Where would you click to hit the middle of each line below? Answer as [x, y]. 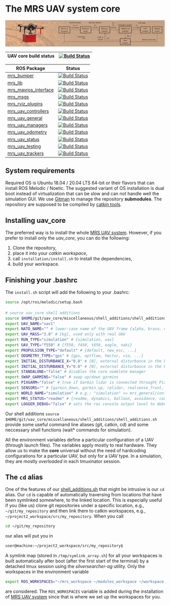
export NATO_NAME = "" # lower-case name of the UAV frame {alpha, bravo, [83, 329]
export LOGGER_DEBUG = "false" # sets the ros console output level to [80, 404]
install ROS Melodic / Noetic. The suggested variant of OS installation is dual [85, 188]
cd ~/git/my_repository [30, 526]
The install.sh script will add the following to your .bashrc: [68, 292]
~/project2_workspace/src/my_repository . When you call [65, 516]
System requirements [40, 171]
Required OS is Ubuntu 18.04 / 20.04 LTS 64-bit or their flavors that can [80, 183]
